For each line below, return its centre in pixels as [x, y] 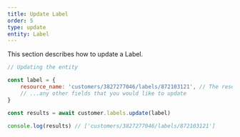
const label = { [31, 80]
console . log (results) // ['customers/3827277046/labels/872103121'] [111, 126]
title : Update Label [38, 14]
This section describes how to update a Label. [75, 54]
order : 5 [20, 21]
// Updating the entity [43, 67]
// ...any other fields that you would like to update [104, 93]
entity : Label [29, 34]
